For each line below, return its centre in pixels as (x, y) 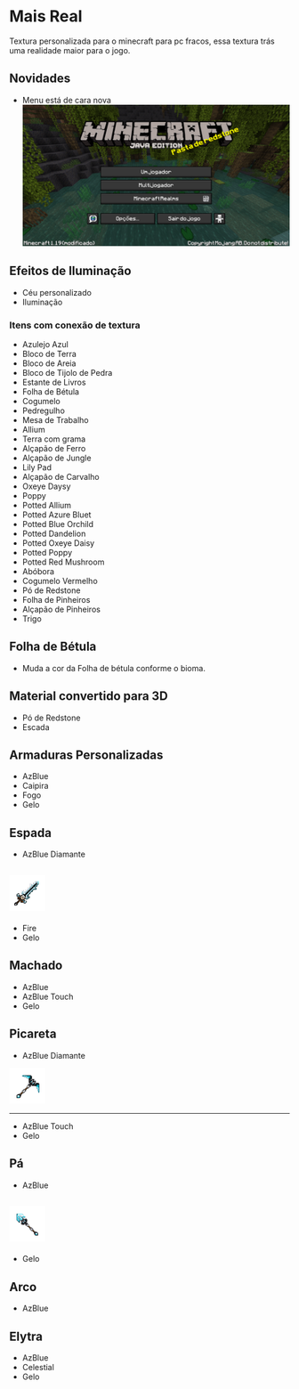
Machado (36, 966)
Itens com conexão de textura (75, 325)
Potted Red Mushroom (63, 562)
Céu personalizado (57, 292)
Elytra (26, 1336)
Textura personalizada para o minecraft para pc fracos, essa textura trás (142, 41)
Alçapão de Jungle (57, 458)
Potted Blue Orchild (58, 524)
